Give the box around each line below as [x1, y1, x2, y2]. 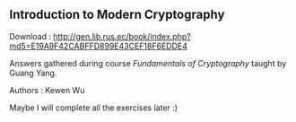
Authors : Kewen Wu [9, 84, 85, 95]
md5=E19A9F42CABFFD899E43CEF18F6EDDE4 [9, 40, 188, 51]
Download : [9, 30, 52, 41]
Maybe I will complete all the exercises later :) [9, 102, 178, 113]
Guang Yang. [9, 67, 57, 78]
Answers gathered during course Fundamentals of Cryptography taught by [9, 57, 287, 68]
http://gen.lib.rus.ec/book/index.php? [53, 30, 191, 41]
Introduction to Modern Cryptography [9, 7, 225, 22]
